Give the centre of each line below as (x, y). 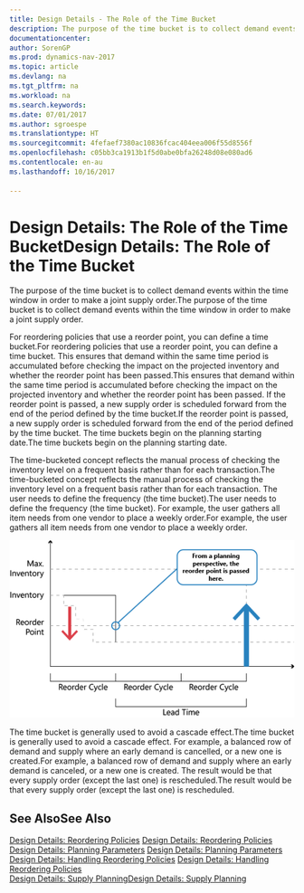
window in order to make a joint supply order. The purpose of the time (138, 300)
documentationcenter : (50, 38)
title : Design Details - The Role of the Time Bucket (113, 19)
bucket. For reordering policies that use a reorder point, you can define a (144, 347)
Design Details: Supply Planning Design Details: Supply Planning (128, 879)
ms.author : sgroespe (48, 124)
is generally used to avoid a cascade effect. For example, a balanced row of (151, 742)
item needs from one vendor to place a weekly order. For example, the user (148, 518)
